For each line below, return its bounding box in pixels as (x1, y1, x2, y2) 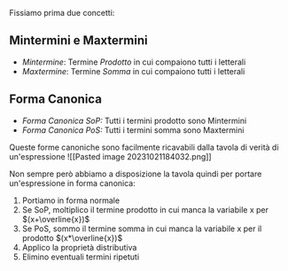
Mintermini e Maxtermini (9, 33, 148, 48)
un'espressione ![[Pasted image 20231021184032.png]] (9, 151, 212, 162)
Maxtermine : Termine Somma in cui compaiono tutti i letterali (21, 66, 245, 76)
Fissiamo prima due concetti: (9, 8, 115, 18)
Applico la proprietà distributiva (21, 242, 137, 252)
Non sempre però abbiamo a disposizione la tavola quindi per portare (9, 168, 262, 179)
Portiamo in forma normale (21, 195, 121, 205)
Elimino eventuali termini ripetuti (21, 252, 140, 262)
